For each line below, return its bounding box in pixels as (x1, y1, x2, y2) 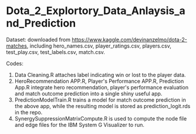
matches (6, 42, 28, 49)
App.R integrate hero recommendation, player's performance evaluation (14, 83, 189, 91)
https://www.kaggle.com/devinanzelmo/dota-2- (71, 36, 188, 43)
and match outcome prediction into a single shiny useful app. (14, 90, 163, 97)
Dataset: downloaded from (6, 36, 70, 43)
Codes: (6, 60, 23, 67)
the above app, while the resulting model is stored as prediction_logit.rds (14, 102, 191, 109)
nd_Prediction (6, 16, 76, 30)
